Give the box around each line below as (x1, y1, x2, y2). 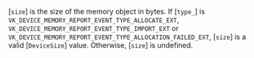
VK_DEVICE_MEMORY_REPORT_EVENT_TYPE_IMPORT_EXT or (8, 24, 179, 33)
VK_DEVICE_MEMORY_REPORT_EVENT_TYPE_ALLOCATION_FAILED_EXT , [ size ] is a (8, 32, 247, 41)
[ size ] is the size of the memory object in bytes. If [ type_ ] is (8, 7, 206, 16)
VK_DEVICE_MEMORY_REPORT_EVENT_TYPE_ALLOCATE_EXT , (8, 15, 179, 25)
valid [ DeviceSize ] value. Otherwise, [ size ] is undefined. (8, 41, 194, 50)
